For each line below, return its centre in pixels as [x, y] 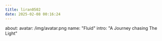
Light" [11, 33]
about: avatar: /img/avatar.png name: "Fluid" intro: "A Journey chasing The [81, 28]
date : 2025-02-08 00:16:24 [33, 14]
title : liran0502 [23, 10]
